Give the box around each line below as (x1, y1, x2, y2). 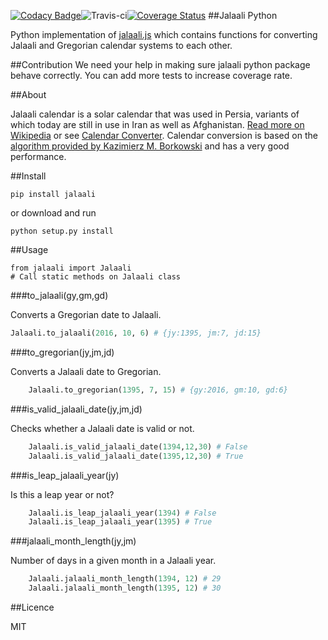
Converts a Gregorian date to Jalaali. (10, 309, 162, 320)
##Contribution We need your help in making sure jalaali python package (10, 59, 311, 70)
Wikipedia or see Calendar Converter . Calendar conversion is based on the (10, 130, 318, 141)
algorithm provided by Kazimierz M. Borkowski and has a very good (10, 140, 290, 152)
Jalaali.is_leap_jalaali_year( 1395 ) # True (28, 517, 213, 527)
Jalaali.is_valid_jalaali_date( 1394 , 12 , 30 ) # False (28, 441, 248, 452)
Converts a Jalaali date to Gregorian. (10, 365, 162, 377)
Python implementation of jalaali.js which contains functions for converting (10, 29, 318, 40)
